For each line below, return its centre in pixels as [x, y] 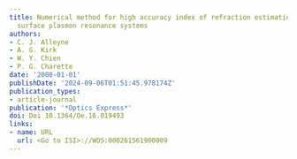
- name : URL [31, 132]
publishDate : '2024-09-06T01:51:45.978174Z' [92, 83]
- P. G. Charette [41, 67]
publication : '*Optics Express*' [71, 108]
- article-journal [43, 99]
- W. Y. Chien [35, 58]
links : [21, 125]
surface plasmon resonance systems [83, 26]
